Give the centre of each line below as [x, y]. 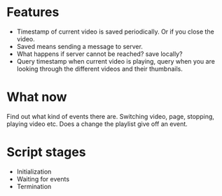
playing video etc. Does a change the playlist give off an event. [97, 124]
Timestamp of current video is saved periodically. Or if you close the [115, 31]
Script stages [46, 152]
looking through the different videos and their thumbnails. [99, 69]
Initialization [34, 171]
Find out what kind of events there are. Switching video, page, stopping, [111, 116]
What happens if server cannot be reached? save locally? [99, 54]
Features [33, 12]
